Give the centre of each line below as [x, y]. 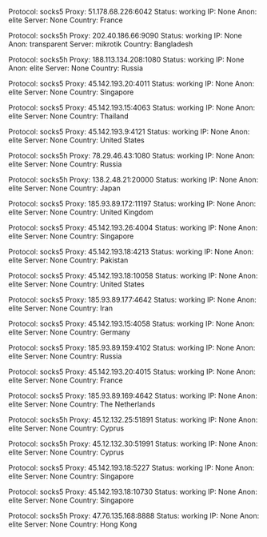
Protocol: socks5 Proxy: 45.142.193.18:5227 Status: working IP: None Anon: [131, 468]
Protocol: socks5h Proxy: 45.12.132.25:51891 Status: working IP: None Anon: [133, 420]
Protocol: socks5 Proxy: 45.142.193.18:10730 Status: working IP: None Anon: [133, 492]
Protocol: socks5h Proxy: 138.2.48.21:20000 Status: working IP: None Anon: [133, 180]
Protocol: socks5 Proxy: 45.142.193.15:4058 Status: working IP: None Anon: [132, 324]
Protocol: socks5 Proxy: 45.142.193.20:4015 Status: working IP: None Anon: [132, 372]
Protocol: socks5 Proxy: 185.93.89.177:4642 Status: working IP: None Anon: [133, 300]
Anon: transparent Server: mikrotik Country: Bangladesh [101, 44]
